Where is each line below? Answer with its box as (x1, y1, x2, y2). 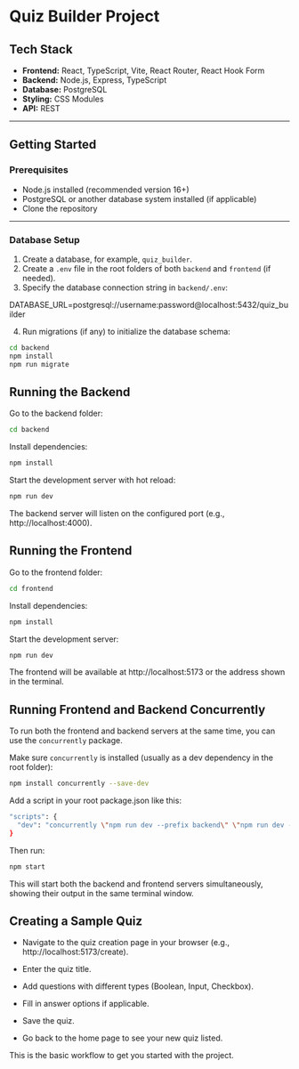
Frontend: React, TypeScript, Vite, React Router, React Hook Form (21, 65, 265, 76)
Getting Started (9, 137, 97, 152)
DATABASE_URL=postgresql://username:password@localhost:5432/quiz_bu (9, 299, 289, 310)
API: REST (21, 103, 61, 113)
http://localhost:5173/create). (21, 946, 129, 958)
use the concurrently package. (9, 735, 123, 746)
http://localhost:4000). (9, 518, 93, 529)
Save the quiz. (21, 1016, 76, 1026)
